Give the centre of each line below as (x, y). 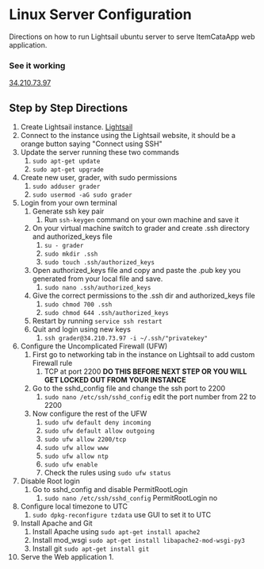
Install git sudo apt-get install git (91, 548)
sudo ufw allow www (77, 448)
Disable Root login (50, 481)
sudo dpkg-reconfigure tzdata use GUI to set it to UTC (122, 515)
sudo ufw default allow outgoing (99, 431)
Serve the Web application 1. (67, 557)
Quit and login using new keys (82, 329)
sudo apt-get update (66, 161)
